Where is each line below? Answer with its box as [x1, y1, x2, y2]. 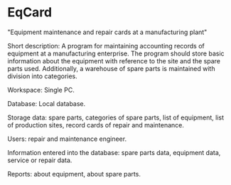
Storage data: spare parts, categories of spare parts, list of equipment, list [7, 113, 225, 122]
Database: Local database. [7, 99, 86, 107]
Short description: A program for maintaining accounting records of [7, 41, 205, 50]
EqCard [7, 4, 52, 21]
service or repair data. [7, 156, 72, 164]
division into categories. [7, 72, 78, 80]
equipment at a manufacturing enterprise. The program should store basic [7, 49, 225, 58]
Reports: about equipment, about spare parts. [7, 169, 141, 178]
